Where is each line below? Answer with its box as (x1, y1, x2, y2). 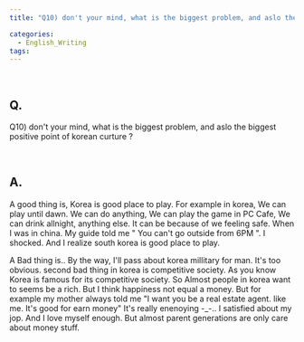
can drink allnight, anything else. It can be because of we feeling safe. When (9, 218, 295, 229)
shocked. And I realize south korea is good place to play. (9, 237, 220, 248)
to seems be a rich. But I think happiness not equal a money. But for (9, 283, 261, 294)
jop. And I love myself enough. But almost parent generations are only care (9, 312, 289, 323)
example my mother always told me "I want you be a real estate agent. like (9, 293, 287, 304)
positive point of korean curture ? (9, 131, 134, 142)
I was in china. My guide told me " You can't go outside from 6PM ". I (9, 227, 266, 238)
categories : (9, 29, 54, 39)
